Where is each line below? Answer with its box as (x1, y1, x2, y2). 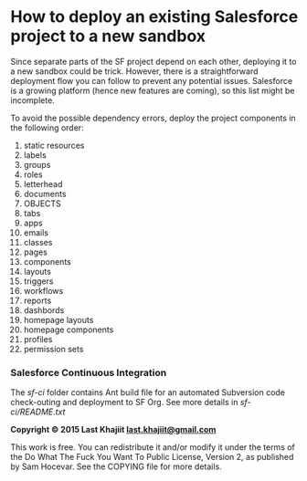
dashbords (23, 304, 65, 316)
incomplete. (10, 94, 56, 106)
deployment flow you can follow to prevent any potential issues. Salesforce (10, 75, 293, 86)
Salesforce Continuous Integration (10, 366, 167, 379)
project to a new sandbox (10, 26, 206, 47)
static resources (23, 140, 85, 151)
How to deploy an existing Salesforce (10, 6, 299, 27)
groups (23, 159, 51, 170)
